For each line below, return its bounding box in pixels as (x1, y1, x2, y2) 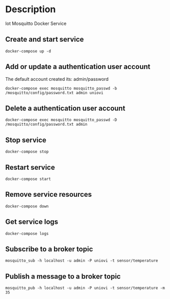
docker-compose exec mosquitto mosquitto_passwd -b (5, 85, 117, 91)
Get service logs (5, 218, 59, 226)
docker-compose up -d (5, 48, 51, 54)
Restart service (5, 163, 55, 171)
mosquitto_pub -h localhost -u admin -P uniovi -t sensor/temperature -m (5, 286, 165, 291)
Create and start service (5, 35, 84, 44)
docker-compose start (5, 176, 51, 182)
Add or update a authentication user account (5, 63, 151, 71)
